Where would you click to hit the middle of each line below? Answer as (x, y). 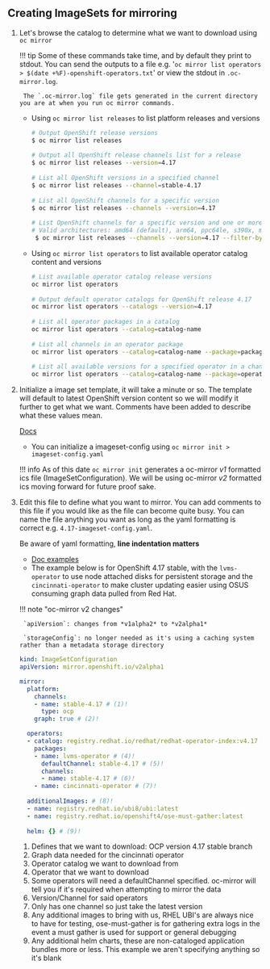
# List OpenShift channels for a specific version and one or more (147, 223)
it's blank (46, 958)
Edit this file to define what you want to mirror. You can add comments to (140, 502)
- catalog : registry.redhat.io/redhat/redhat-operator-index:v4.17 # (146, 741)
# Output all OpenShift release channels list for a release (136, 155)
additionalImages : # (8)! (70, 801)
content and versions (66, 262)
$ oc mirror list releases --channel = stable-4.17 (116, 185)
